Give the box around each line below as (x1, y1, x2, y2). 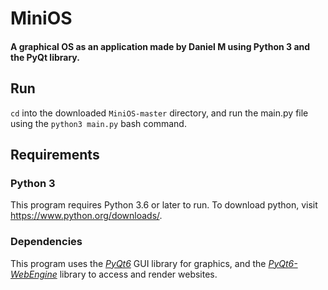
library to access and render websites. (59, 268, 218, 280)
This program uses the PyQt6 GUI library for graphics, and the (10, 257, 267, 269)
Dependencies (10, 235, 83, 249)
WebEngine (10, 268, 58, 280)
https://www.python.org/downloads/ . (10, 210, 163, 222)
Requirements (10, 146, 100, 163)
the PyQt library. (10, 51, 80, 63)
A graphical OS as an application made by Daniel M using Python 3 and (10, 40, 311, 52)
